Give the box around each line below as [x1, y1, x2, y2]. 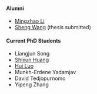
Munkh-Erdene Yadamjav [14, 69, 76, 76]
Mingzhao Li [14, 18, 45, 25]
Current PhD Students [6, 37, 61, 44]
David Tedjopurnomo [14, 75, 66, 82]
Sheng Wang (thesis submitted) [14, 24, 91, 31]
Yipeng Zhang [14, 81, 49, 88]
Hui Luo [14, 62, 34, 69]
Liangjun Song [14, 50, 50, 57]
